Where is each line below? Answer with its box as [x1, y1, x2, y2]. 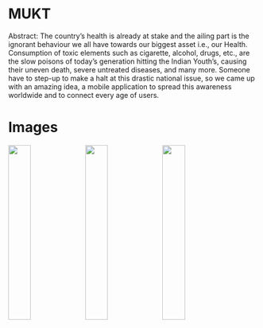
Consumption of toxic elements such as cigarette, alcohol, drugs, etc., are [8, 48, 250, 57]
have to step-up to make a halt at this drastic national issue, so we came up [8, 73, 256, 83]
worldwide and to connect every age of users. [8, 90, 160, 100]
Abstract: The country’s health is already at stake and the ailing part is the [8, 31, 250, 41]
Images [8, 119, 58, 136]
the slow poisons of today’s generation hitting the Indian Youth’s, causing [8, 57, 247, 66]
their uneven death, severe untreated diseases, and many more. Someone [8, 64, 250, 74]
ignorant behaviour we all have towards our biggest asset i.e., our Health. [8, 39, 248, 49]
